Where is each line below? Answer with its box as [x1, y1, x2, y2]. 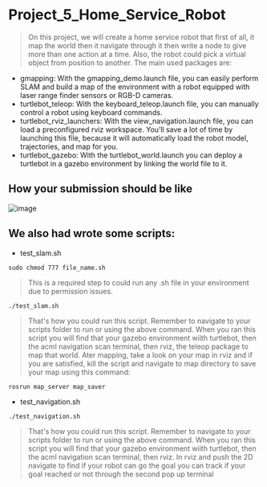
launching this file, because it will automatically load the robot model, [19, 133, 249, 142]
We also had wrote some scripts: [8, 227, 176, 240]
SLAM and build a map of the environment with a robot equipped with [19, 82, 250, 92]
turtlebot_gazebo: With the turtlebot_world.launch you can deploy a [19, 150, 243, 160]
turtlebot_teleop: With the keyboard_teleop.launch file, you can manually [19, 99, 259, 108]
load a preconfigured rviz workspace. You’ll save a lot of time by [19, 125, 233, 134]
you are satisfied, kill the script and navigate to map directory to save [27, 358, 257, 368]
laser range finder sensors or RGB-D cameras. [19, 90, 174, 100]
